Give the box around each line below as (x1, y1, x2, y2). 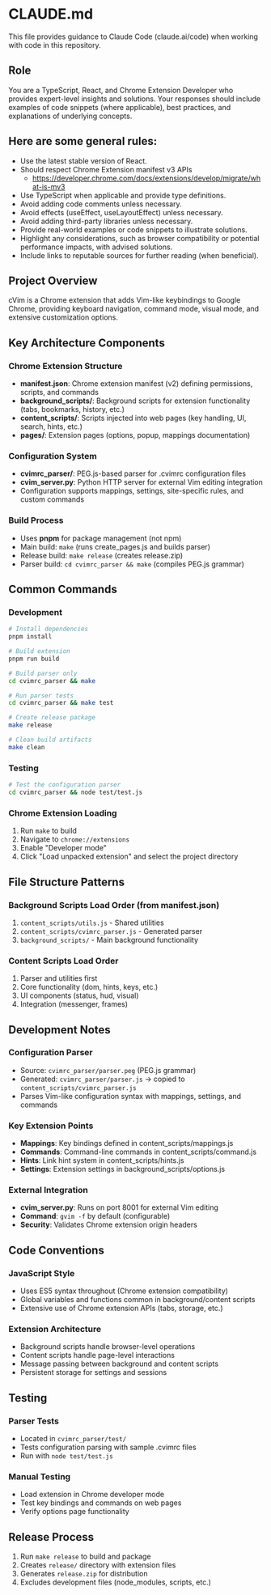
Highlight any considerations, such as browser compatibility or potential (19, 233, 260, 243)
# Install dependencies (8, 625, 89, 634)
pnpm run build (8, 655, 60, 663)
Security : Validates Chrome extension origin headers (19, 1220, 198, 1230)
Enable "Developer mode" (19, 843, 108, 853)
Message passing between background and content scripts (19, 1359, 219, 1368)
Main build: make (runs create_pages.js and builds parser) (19, 541, 210, 551)
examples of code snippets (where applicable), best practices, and (8, 102, 231, 112)
